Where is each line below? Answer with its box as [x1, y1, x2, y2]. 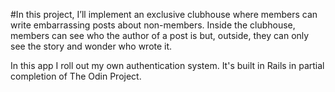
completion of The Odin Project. [10, 70, 142, 82]
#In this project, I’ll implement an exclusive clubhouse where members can [10, 9, 318, 20]
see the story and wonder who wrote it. [10, 40, 173, 52]
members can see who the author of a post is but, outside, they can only [10, 30, 310, 41]
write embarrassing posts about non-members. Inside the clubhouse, [10, 19, 296, 31]
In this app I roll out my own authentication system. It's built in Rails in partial [10, 60, 325, 71]
